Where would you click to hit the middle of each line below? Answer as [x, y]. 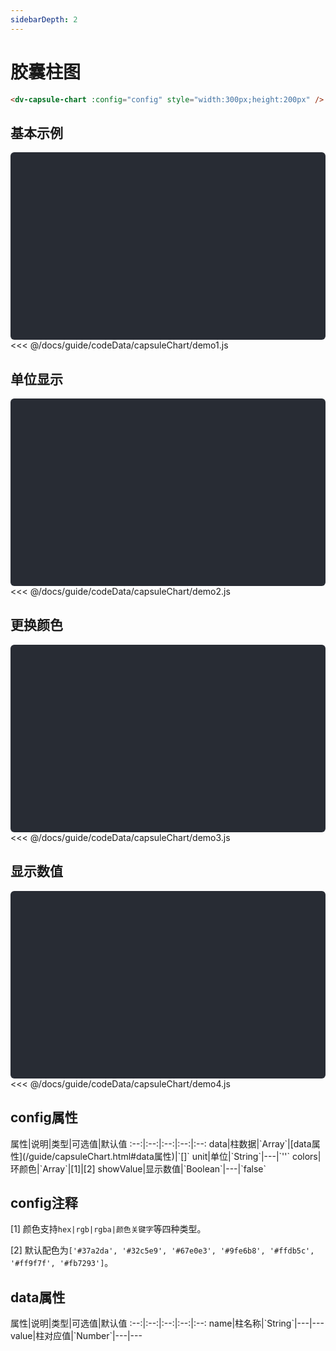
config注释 [44, 1202]
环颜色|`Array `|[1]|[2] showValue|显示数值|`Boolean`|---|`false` [138, 1168]
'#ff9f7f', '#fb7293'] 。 [62, 1263]
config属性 [44, 1117]
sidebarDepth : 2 [44, 19]
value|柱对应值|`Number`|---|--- [76, 1336]
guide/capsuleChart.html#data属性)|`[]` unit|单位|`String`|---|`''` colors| [175, 1156]
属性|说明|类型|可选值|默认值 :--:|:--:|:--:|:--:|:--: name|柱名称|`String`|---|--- [167, 1323]
